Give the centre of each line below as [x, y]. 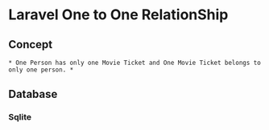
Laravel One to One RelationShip [118, 15]
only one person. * [41, 70]
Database [33, 94]
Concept [31, 45]
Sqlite [20, 117]
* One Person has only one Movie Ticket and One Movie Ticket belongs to [135, 63]
